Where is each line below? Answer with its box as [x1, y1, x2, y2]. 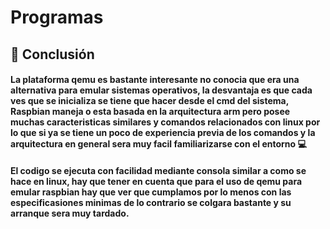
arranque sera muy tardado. [10, 207, 130, 219]
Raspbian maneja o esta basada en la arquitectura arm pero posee [10, 106, 291, 118]
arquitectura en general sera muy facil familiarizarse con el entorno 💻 [10, 138, 307, 150]
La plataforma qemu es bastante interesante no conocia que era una [10, 74, 300, 86]
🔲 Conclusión [10, 46, 95, 63]
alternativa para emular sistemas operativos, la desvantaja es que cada [10, 84, 313, 96]
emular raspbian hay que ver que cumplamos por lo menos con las [10, 186, 292, 198]
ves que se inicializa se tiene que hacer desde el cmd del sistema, [10, 95, 289, 107]
